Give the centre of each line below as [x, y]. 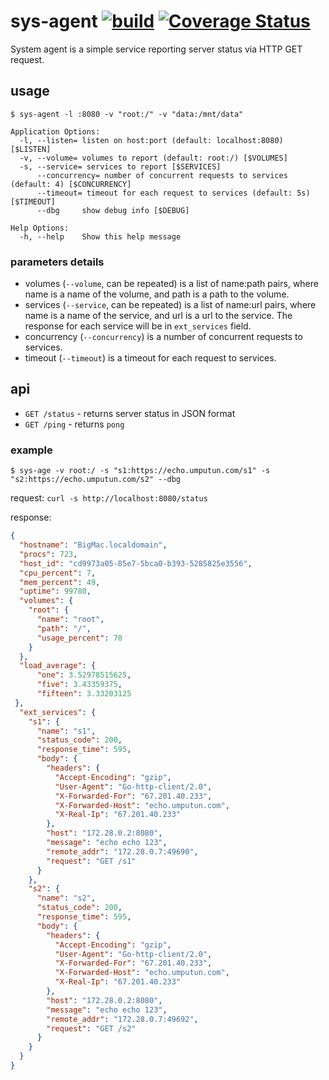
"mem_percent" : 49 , [60, 582]
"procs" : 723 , [48, 554]
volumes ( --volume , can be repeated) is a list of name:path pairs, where [171, 284]
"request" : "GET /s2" [91, 1028]
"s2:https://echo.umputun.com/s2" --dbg [96, 480]
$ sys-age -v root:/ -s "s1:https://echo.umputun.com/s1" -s [140, 471]
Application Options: [55, 131]
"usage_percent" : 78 [79, 638]
